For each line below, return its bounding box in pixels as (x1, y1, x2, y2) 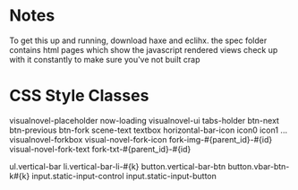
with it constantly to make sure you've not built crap (9, 54, 200, 65)
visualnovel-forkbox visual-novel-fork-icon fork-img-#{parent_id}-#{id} (9, 134, 273, 144)
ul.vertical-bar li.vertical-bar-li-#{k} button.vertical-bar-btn (9, 160, 226, 171)
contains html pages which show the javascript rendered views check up (9, 44, 278, 55)
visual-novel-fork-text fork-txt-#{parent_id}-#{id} (9, 143, 192, 154)
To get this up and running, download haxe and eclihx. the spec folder (9, 35, 268, 46)
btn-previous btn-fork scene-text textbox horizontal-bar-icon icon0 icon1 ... (9, 125, 288, 135)
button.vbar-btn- (227, 160, 290, 171)
